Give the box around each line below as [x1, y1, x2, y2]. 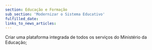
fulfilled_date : [5, 16, 39, 21]
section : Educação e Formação [5, 7, 68, 12]
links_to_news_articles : [5, 21, 56, 26]
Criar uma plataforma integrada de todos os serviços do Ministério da [5, 34, 147, 40]
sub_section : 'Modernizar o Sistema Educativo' [5, 12, 105, 17]
